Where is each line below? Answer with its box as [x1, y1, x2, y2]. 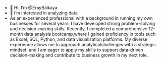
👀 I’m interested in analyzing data [9, 10, 78, 16]
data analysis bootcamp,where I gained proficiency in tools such [24, 31, 156, 37]
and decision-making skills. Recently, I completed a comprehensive [9, 26, 148, 32]
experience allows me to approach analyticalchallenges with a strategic [9, 42, 156, 47]
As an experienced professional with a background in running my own [9, 15, 153, 21]
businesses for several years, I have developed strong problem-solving [9, 20, 155, 26]
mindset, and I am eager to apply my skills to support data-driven [9, 47, 144, 53]
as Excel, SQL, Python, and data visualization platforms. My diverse [9, 36, 148, 42]
